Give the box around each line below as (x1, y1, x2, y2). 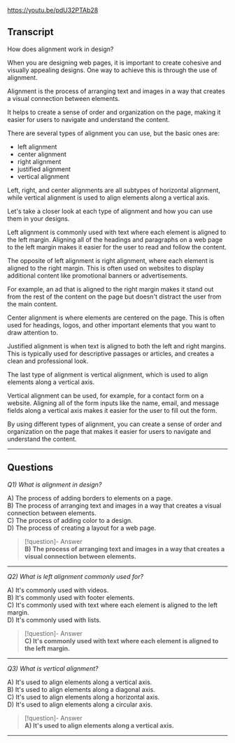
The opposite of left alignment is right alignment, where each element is (7, 256, 215, 265)
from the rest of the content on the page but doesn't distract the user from (7, 292, 222, 301)
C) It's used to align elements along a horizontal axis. (7, 693, 160, 701)
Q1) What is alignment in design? (7, 480, 102, 489)
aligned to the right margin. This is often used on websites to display (7, 264, 204, 272)
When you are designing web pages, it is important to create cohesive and (7, 58, 222, 67)
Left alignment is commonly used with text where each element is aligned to (7, 228, 227, 236)
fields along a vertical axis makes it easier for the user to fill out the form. (7, 406, 218, 414)
